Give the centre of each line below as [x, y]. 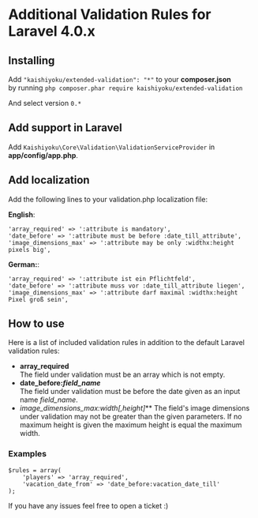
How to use [36, 324]
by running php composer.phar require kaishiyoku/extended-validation [125, 88]
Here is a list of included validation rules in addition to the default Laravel [126, 343]
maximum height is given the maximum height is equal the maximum [131, 425]
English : [22, 214]
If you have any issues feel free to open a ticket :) [88, 505]
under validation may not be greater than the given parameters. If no [131, 417]
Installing [32, 60]
